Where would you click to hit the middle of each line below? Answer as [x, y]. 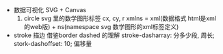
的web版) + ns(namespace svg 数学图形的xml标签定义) [101, 27]
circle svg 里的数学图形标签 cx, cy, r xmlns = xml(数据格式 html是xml [120, 18]
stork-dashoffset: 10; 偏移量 [53, 44]
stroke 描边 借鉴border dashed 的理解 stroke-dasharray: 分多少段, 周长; [114, 35]
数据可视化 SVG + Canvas [50, 10]
